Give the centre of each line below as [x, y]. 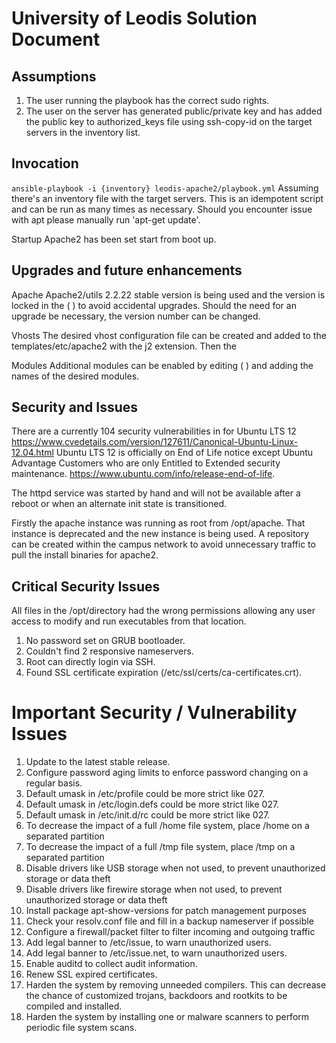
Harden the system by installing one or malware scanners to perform [167, 1017]
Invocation [45, 163]
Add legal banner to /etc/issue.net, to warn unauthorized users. [156, 953]
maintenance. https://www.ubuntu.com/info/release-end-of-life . [143, 474]
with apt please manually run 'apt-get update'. [106, 219]
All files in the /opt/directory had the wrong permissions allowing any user [163, 611]
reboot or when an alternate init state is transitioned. [119, 504]
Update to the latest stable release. [98, 762]
